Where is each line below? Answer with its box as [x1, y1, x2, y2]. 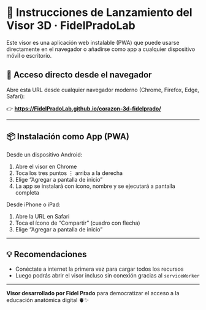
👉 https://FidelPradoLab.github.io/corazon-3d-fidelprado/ [6, 104, 161, 112]
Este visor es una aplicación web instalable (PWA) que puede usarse [6, 39, 180, 46]
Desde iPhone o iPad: [6, 201, 61, 208]
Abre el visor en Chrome [15, 163, 77, 170]
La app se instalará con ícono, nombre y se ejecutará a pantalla [15, 182, 176, 190]
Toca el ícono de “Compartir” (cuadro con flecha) [15, 219, 140, 227]
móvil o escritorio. [6, 52, 52, 59]
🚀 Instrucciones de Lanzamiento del [6, 6, 193, 20]
